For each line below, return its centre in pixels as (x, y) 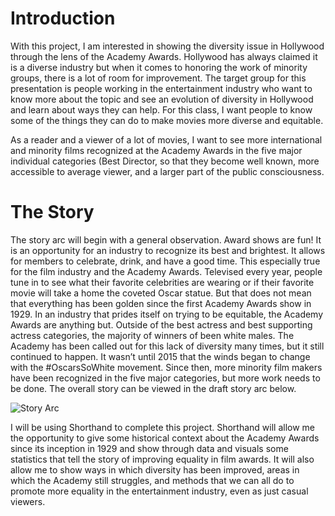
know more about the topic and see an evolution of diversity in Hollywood (162, 99)
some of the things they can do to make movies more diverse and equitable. (167, 120)
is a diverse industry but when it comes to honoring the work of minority (159, 67)
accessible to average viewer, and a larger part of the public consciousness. (167, 171)
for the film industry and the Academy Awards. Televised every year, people (166, 271)
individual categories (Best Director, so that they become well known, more (165, 161)
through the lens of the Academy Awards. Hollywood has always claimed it (164, 56)
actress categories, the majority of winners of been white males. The (152, 335)
